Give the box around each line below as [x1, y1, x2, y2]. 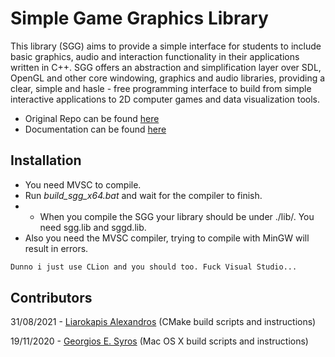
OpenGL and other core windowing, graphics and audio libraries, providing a [10, 72, 326, 84]
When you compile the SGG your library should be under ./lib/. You [39, 210, 315, 222]
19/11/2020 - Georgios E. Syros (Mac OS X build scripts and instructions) [10, 335, 309, 347]
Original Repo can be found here [24, 112, 160, 124]
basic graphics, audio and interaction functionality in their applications [10, 50, 300, 62]
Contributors [10, 290, 93, 307]
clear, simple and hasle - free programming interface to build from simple [10, 82, 312, 94]
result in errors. [24, 242, 89, 254]
